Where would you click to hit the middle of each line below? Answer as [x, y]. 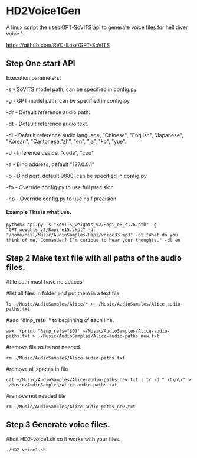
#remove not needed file [36, 396]
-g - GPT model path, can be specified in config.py [68, 100]
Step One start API [41, 64]
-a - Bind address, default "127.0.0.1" [50, 164]
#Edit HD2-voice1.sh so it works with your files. [63, 439]
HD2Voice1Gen [44, 11]
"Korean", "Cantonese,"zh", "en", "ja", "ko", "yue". [66, 141]
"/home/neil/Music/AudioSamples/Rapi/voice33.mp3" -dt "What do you [92, 235]
